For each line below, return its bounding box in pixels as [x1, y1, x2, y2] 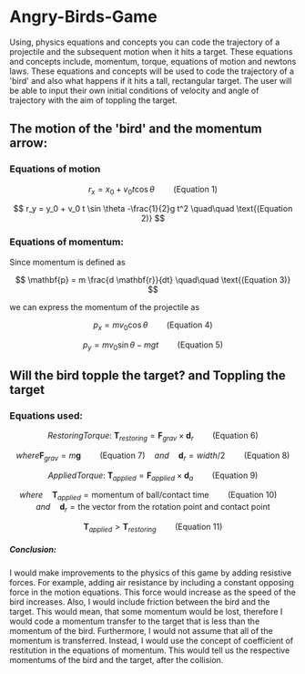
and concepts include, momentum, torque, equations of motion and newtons [9, 56, 297, 67]
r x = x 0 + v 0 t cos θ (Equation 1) [87, 183, 219, 197]
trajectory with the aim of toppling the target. [9, 94, 178, 106]
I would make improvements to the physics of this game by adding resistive [9, 567, 292, 578]
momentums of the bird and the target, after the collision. [9, 654, 224, 665]
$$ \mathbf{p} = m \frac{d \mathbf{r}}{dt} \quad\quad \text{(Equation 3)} [15, 274, 291, 285]
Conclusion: [9, 544, 57, 555]
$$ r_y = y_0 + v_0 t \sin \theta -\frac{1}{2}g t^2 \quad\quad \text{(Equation [13, 203, 293, 214]
